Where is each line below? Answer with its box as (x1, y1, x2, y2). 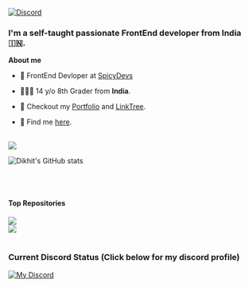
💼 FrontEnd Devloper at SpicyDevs (19, 71, 134, 81)
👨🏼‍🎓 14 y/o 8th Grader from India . (19, 86, 131, 96)
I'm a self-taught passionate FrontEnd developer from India (8, 27, 242, 38)
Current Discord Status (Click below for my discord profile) (8, 252, 240, 263)
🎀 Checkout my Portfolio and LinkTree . (19, 102, 146, 112)
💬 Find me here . (19, 117, 72, 127)
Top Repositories (8, 198, 66, 207)
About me (8, 56, 42, 65)
